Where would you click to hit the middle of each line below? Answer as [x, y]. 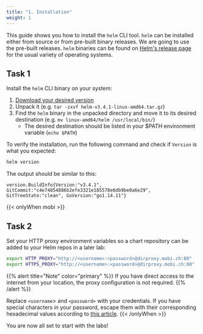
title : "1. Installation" [39, 12]
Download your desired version [55, 100]
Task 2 [19, 226]
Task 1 [18, 74]
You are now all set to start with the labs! [57, 325]
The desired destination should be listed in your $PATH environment [110, 126]
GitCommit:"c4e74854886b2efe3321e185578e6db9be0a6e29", [79, 191]
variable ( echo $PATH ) [51, 133]
